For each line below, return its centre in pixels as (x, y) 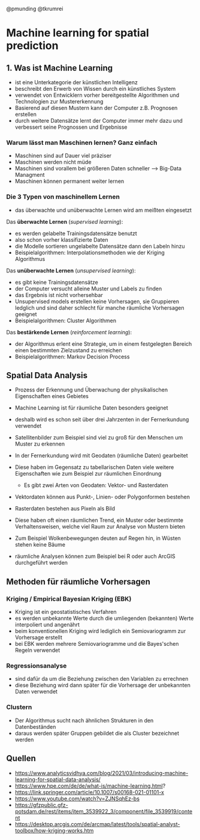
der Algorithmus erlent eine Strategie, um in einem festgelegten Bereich (103, 344)
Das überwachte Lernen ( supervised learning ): (65, 221)
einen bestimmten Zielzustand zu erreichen (68, 350)
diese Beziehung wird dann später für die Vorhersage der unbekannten (102, 685)
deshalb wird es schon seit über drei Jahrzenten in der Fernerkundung (102, 420)
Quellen (21, 759)
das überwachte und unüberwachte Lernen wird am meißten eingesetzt (103, 210)
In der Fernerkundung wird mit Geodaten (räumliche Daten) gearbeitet (101, 456)
